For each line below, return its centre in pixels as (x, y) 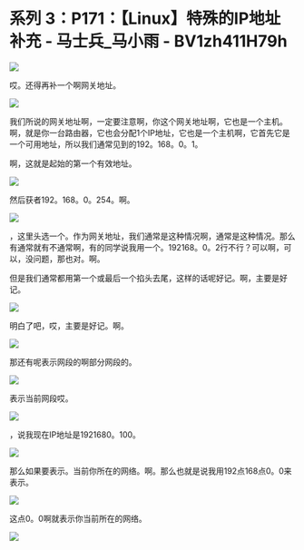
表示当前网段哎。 (41, 398)
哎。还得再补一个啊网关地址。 (65, 85)
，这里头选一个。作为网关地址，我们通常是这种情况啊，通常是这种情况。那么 (152, 236)
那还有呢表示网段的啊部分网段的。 (73, 362)
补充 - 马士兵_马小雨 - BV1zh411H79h (148, 41)
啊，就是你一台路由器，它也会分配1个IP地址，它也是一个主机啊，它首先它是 (150, 133)
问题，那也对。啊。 (69, 259)
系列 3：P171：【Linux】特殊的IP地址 (145, 19)
